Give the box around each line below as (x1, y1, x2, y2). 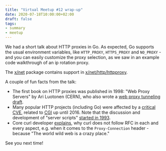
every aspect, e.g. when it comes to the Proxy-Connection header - (12, 125, 149, 131)
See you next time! (5, 140, 44, 146)
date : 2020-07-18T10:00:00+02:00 (5, 12, 74, 17)
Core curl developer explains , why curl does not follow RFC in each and (12, 120, 159, 126)
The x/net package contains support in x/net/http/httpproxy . (5, 69, 128, 75)
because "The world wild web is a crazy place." (12, 131, 110, 136)
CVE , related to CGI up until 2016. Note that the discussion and (12, 109, 140, 115)
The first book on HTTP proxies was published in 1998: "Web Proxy (12, 89, 150, 94)
